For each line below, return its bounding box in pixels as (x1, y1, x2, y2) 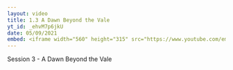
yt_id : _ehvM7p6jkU (7, 23, 64, 30)
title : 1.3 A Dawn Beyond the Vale (7, 17, 110, 24)
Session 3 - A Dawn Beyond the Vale (7, 55, 112, 63)
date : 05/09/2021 (7, 29, 58, 37)
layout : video (7, 10, 49, 17)
